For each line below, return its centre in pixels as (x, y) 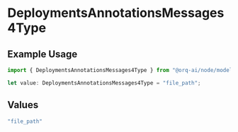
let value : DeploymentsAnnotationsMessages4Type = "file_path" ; (104, 83)
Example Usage (42, 54)
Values (23, 105)
